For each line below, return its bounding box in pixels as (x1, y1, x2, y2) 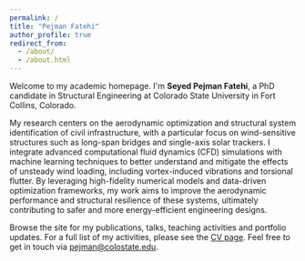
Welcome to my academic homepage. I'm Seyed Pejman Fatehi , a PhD (9, 81, 275, 91)
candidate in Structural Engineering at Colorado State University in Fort (9, 90, 276, 101)
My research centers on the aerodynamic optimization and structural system (9, 117, 297, 128)
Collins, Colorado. (9, 100, 76, 110)
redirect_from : (9, 38, 67, 48)
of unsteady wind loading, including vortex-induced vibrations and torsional (9, 166, 293, 176)
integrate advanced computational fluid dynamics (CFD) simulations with (9, 146, 282, 157)
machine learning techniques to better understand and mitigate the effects (9, 156, 289, 166)
